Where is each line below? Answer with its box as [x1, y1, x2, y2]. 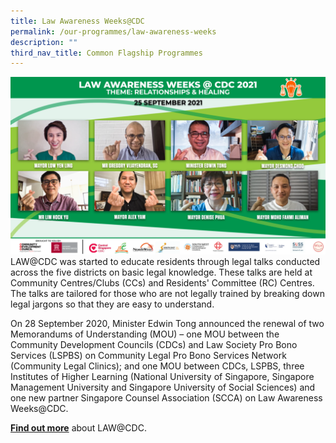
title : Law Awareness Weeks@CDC [10, 16, 145, 26]
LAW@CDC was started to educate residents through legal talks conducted [10, 255, 321, 267]
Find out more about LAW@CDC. [10, 421, 147, 434]
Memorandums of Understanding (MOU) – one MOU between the [10, 328, 280, 340]
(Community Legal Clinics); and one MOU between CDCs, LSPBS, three [10, 360, 305, 372]
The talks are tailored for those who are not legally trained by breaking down [10, 287, 325, 299]
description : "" [10, 37, 78, 47]
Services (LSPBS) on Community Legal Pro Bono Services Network [10, 349, 287, 361]
